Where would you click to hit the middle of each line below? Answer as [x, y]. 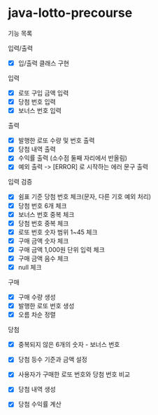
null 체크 [30, 267]
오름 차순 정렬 [37, 315]
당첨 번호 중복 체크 [43, 223]
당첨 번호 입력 [37, 102]
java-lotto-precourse [70, 13]
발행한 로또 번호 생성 [46, 306]
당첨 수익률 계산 [39, 404]
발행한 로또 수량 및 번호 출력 [56, 140]
